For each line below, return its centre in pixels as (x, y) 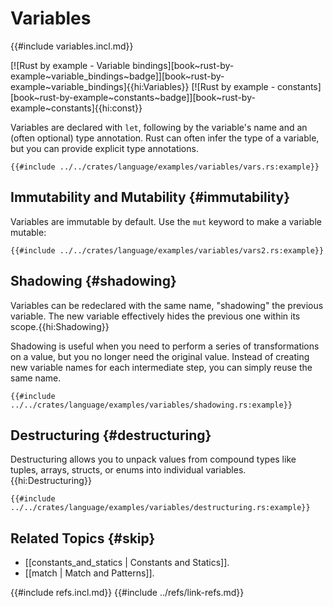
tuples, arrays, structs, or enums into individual (107, 470)
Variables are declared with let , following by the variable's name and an (159, 127)
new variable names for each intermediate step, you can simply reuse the (161, 367)
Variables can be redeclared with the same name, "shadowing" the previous (167, 305)
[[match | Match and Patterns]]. (89, 573)
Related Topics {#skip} (83, 538)
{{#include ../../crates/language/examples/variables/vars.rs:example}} (165, 167)
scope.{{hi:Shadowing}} (60, 326)
